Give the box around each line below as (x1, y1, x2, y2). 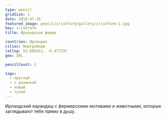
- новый (9, 85, 26, 90)
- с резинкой (9, 80, 37, 85)
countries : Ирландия (5, 39, 48, 45)
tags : (5, 71, 16, 76)
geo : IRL (5, 53, 23, 58)
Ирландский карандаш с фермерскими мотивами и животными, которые (5, 103, 162, 109)
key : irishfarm (5, 26, 37, 31)
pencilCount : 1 (5, 62, 37, 67)
